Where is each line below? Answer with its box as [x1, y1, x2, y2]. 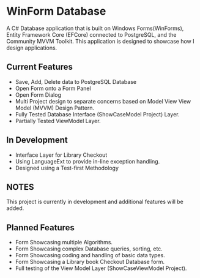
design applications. [6, 44, 57, 51]
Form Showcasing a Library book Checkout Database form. [15, 258, 165, 266]
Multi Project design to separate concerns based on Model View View [15, 97, 191, 105]
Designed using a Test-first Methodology [15, 164, 119, 171]
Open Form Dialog [15, 91, 61, 99]
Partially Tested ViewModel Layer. [15, 117, 101, 124]
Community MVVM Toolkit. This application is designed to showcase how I [6, 37, 194, 45]
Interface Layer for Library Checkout [15, 151, 108, 159]
